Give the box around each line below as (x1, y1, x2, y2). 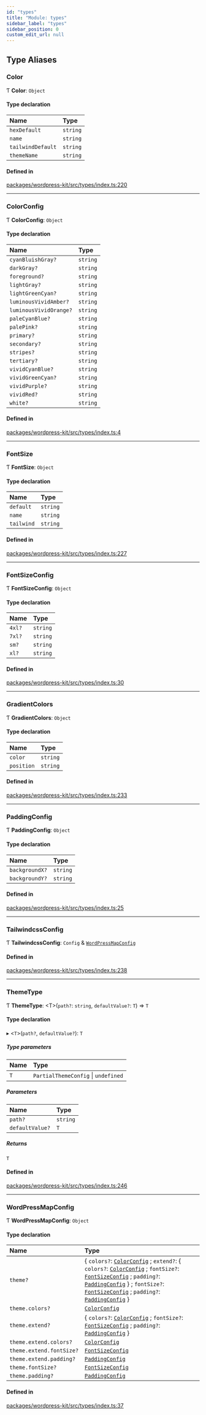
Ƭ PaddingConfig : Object (6, 826, 71, 834)
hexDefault (9, 127, 41, 134)
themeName (9, 152, 38, 159)
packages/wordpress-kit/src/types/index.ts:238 (6, 967, 128, 974)
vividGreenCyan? (9, 374, 57, 381)
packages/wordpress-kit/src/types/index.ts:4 (6, 429, 121, 436)
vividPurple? (9, 383, 48, 389)
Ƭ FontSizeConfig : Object (6, 584, 72, 592)
